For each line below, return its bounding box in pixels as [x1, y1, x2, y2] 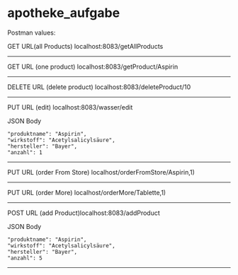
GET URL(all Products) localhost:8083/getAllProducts [7, 42, 164, 50]
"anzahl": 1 [7, 148, 42, 156]
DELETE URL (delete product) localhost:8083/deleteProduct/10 [7, 83, 191, 91]
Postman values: [7, 28, 56, 37]
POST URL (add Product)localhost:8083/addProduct [7, 209, 161, 217]
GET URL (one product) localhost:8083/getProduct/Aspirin [7, 62, 178, 71]
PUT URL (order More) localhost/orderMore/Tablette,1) [7, 188, 166, 197]
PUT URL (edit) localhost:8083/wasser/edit [7, 103, 133, 111]
